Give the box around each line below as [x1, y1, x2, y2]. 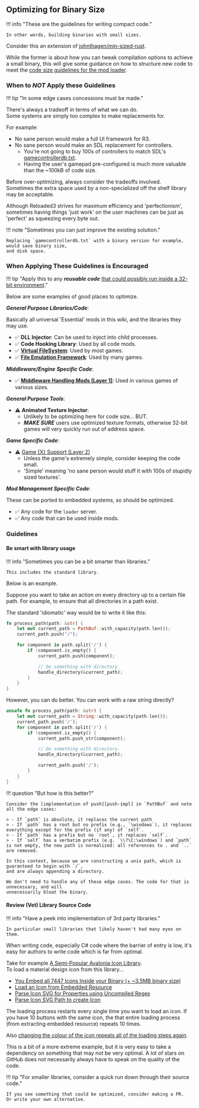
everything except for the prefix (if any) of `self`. [6, 827, 145, 833]
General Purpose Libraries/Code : [6, 304, 89, 311]
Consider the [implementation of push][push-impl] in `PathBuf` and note [6, 801, 192, 807]
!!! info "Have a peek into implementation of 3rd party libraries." [6, 914, 161, 921]
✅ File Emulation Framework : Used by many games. [14, 354, 144, 361]
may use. [6, 322, 28, 329]
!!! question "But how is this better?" [6, 789, 94, 797]
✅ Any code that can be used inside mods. [14, 515, 120, 522]
